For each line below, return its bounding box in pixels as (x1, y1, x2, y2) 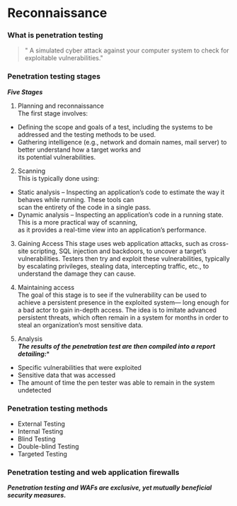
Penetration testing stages (7, 72, 101, 81)
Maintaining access (17, 283, 75, 291)
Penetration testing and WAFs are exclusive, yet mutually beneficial (7, 483, 212, 492)
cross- (209, 239, 229, 247)
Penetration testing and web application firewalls (7, 468, 180, 477)
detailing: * (17, 349, 50, 358)
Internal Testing (17, 427, 64, 436)
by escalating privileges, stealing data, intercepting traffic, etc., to (17, 262, 209, 270)
